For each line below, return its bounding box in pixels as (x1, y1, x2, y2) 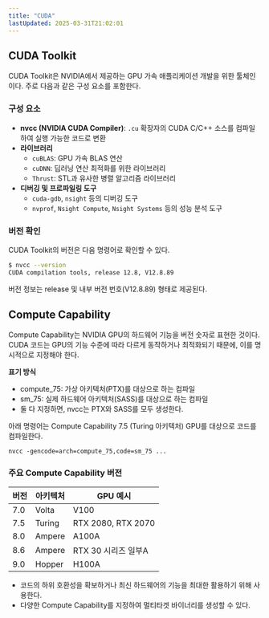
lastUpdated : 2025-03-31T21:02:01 (8, 19, 124, 27)
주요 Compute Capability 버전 (8, 467, 123, 478)
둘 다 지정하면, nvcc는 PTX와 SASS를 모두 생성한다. (19, 405, 184, 414)
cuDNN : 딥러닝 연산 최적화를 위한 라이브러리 (31, 163, 166, 173)
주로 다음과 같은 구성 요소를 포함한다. (25, 81, 141, 91)
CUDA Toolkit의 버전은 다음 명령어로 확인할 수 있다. (8, 245, 170, 254)
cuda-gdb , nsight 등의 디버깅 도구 (31, 193, 138, 203)
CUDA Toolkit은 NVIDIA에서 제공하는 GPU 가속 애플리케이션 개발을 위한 (8, 71, 235, 81)
